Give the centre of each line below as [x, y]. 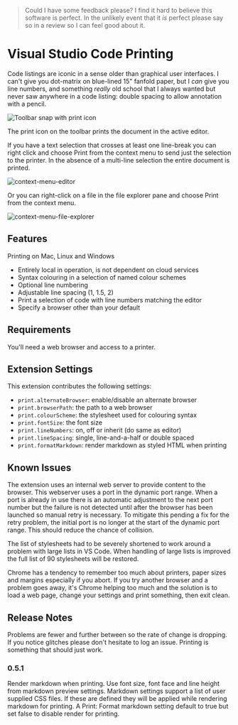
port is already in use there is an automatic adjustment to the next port [110, 500]
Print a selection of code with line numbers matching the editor [110, 300]
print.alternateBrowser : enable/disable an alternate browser [107, 400]
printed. [19, 168]
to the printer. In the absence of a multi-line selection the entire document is [119, 160]
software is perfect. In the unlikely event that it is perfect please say [124, 18]
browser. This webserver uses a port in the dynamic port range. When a [113, 492]
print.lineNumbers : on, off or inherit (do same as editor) [99, 430]
